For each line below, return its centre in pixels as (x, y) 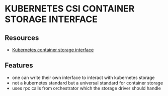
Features (19, 65)
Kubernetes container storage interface (53, 50)
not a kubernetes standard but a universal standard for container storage (88, 82)
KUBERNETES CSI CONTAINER (70, 9)
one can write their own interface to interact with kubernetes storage (83, 77)
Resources (22, 38)
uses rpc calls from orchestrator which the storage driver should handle (87, 88)
